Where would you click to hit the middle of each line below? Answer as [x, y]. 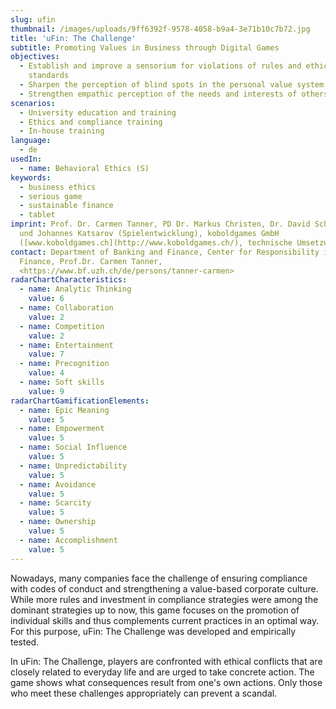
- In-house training [62, 131]
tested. [25, 642]
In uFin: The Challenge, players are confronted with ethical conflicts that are [166, 661]
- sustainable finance [66, 206]
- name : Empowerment [62, 429]
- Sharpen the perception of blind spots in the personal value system [172, 85]
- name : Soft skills [62, 382]
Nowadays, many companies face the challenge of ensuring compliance [159, 578]
